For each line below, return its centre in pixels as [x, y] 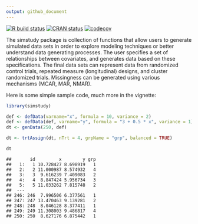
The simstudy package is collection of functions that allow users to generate [99, 39]
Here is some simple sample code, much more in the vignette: [81, 95]
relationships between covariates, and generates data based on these [91, 58]
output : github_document [37, 11]
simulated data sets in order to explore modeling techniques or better [90, 46]
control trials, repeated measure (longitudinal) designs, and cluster [87, 71]
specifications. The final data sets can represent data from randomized [92, 65]
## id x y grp [51, 159]
